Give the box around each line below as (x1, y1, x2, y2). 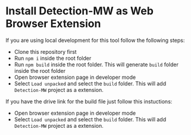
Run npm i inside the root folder (14, 54, 92, 62)
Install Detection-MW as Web (5, 4, 154, 18)
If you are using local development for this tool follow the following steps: (5, 36, 185, 44)
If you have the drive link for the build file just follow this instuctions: (5, 97, 173, 105)
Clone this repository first (14, 48, 77, 55)
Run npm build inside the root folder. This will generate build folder (14, 61, 179, 68)
